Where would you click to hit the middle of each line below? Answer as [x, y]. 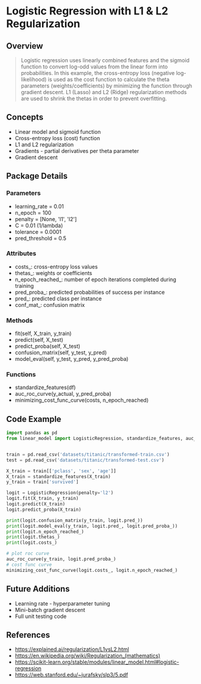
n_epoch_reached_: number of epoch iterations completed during [95, 279]
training [24, 285]
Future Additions [38, 589]
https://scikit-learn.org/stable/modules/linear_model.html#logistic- [97, 662]
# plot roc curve [28, 554]
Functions [21, 375]
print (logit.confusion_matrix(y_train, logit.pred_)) [75, 520]
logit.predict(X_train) [36, 504]
